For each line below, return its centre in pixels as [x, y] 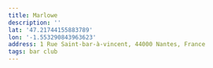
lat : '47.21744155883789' [50, 30]
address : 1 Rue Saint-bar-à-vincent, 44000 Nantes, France [107, 45]
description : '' [35, 23]
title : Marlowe [33, 15]
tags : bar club [33, 52]
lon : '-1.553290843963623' [52, 37]
